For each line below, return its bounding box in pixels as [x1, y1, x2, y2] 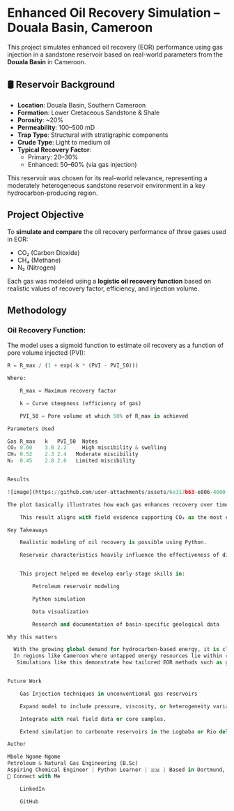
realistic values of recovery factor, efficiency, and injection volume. [7, 284, 200, 293]
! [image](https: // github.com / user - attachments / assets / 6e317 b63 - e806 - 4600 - [7, 488, 229, 495]
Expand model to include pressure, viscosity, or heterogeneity [19, 703, 210, 710]
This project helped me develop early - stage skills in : [19, 571, 186, 578]
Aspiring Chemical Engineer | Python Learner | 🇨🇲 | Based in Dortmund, [7, 766, 226, 773]
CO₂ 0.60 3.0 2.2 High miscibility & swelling [7, 444, 167, 451]
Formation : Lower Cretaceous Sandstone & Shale [17, 108, 160, 117]
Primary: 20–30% [27, 152, 79, 161]
